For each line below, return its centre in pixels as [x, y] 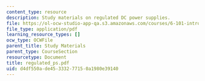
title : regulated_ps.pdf [38, 63]
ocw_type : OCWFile [30, 40]
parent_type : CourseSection [42, 52]
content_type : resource [37, 12]
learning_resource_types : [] [43, 35]
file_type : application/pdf [42, 29]
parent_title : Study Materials [46, 46]
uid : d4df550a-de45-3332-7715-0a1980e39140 [63, 69]
